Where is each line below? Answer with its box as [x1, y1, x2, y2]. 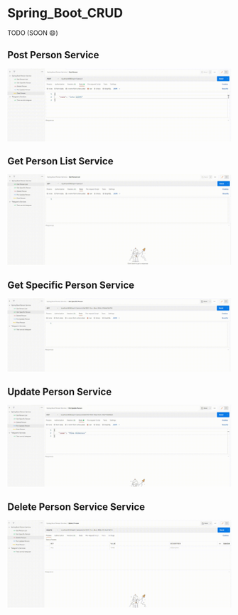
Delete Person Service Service [7, 501, 146, 513]
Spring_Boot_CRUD [7, 5, 123, 21]
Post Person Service [7, 49, 99, 61]
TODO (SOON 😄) [7, 28, 58, 37]
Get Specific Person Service [7, 279, 135, 291]
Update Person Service [7, 385, 112, 397]
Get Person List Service [7, 155, 114, 168]
